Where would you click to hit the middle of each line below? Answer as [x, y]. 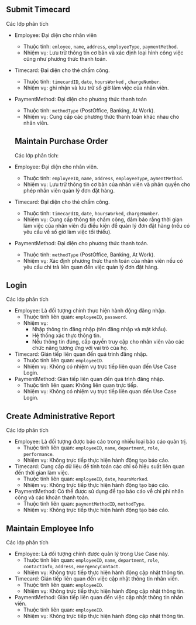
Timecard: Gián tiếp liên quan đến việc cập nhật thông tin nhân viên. [97, 579]
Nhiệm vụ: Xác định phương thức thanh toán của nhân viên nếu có [103, 260]
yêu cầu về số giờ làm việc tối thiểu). [68, 232]
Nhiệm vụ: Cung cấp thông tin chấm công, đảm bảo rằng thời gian [103, 219]
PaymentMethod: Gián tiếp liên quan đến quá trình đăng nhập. [90, 379]
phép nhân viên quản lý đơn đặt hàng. [69, 190]
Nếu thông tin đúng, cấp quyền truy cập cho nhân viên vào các [108, 342]
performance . [39, 454]
